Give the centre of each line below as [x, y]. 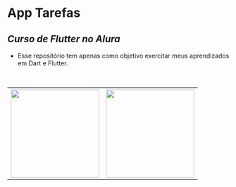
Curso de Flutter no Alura [64, 39]
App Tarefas [44, 13]
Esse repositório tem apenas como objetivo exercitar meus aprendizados [123, 56]
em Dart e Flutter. [43, 63]
